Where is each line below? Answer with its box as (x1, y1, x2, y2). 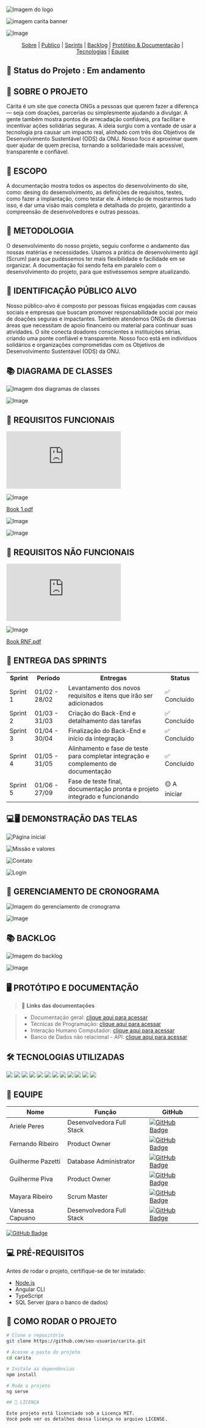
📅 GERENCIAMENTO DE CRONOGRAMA (6, 887, 160, 897)
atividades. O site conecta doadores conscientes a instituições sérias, (6, 328, 182, 335)
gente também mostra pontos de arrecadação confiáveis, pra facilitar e (6, 116, 185, 123)
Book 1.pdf (6, 505, 34, 513)
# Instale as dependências (6, 1366, 75, 1372)
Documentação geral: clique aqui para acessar (30, 1014, 148, 1021)
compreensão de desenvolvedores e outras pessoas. (6, 208, 140, 215)
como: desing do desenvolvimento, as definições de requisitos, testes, (6, 188, 184, 196)
